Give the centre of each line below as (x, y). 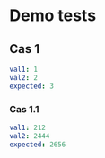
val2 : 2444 (30, 136)
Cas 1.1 (24, 109)
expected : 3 (31, 86)
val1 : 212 (28, 127)
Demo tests (53, 16)
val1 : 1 (24, 69)
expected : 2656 (38, 145)
